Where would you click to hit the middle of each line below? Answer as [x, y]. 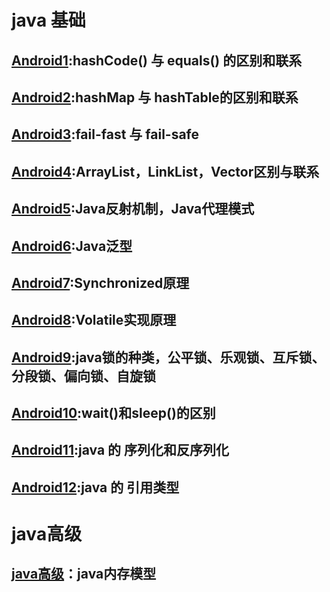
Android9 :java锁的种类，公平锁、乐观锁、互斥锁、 [168, 357]
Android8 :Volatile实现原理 [94, 320]
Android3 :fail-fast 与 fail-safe [105, 134]
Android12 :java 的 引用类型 [95, 487]
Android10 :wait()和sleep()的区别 [113, 413]
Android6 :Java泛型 [72, 246]
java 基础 [48, 20]
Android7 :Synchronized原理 [100, 282]
